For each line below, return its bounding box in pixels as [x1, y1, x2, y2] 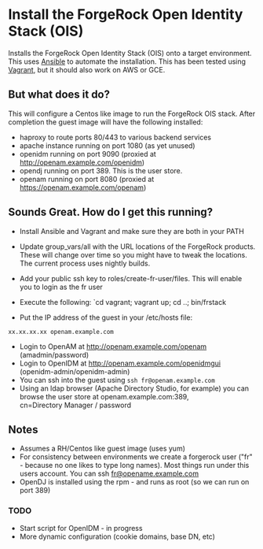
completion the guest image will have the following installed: [8, 117, 203, 127]
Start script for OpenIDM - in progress [19, 523, 143, 532]
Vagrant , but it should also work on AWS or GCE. [8, 65, 166, 74]
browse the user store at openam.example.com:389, [19, 391, 189, 401]
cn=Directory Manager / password [19, 400, 132, 410]
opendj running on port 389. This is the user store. [19, 165, 183, 175]
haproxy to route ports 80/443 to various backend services [19, 132, 212, 142]
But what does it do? [8, 88, 110, 102]
